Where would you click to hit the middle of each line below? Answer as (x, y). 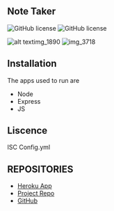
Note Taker (32, 11)
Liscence (27, 131)
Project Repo (36, 194)
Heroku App (34, 186)
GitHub (27, 201)
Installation (32, 64)
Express (29, 101)
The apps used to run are (43, 80)
